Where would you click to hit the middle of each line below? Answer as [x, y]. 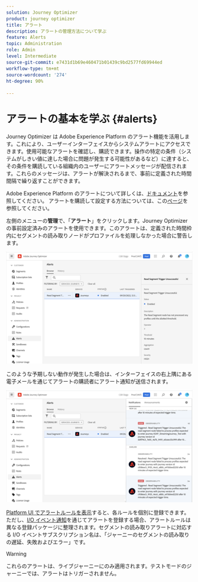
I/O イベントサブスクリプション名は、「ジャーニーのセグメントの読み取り [101, 535]
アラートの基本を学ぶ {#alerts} [82, 119]
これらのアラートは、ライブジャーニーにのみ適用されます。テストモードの [96, 566]
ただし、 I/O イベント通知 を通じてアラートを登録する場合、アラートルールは [98, 520]
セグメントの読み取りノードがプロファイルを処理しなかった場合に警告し [104, 236]
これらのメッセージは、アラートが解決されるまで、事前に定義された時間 [104, 174]
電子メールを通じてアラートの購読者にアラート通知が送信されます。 [89, 382]
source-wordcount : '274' [37, 75]
